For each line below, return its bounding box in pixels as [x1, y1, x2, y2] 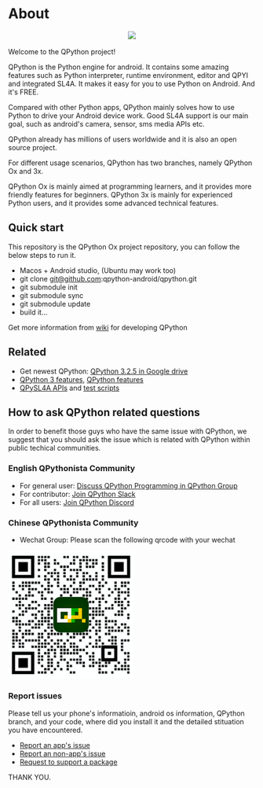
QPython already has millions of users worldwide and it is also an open [8, 134, 237, 144]
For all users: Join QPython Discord [19, 497, 135, 507]
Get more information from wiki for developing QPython [8, 322, 188, 332]
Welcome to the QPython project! [8, 46, 116, 56]
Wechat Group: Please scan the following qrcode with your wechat [19, 535, 236, 544]
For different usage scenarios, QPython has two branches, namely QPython [8, 158, 253, 168]
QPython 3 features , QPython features [19, 374, 144, 384]
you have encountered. [8, 725, 83, 735]
